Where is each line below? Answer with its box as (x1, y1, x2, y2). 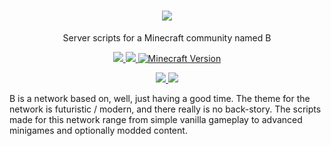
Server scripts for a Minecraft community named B (62, 31, 272, 44)
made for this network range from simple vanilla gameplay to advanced (9, 113, 303, 125)
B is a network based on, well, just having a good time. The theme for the (9, 92, 311, 104)
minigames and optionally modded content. (9, 124, 188, 136)
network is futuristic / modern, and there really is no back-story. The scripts (9, 103, 322, 115)
